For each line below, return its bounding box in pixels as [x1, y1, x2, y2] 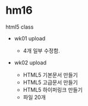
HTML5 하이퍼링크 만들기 [23, 86, 83, 93]
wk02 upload [14, 59, 47, 66]
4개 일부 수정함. [23, 47, 60, 54]
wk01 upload [14, 35, 46, 42]
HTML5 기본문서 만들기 [23, 71, 78, 78]
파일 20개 [23, 93, 46, 101]
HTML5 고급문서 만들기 [23, 79, 78, 86]
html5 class [5, 23, 34, 30]
